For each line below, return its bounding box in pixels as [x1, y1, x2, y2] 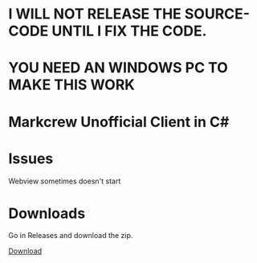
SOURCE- [184, 5, 251, 23]
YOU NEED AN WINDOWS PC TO [8, 59, 229, 77]
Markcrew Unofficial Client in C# [8, 113, 230, 131]
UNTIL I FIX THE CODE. [51, 22, 207, 40]
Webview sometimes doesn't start [8, 176, 121, 186]
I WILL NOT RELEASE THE [8, 5, 182, 23]
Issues [8, 150, 54, 167]
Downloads [8, 204, 86, 222]
